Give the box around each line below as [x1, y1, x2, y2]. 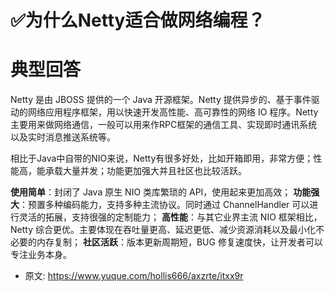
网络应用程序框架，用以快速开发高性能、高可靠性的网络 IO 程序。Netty [27, 106, 319, 118]
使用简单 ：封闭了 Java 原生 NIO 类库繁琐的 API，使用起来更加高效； [10, 186, 292, 198]
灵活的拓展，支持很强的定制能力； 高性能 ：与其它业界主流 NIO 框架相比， [18, 211, 323, 223]
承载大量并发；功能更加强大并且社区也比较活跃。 [44, 165, 247, 177]
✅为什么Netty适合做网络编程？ [10, 9, 266, 32]
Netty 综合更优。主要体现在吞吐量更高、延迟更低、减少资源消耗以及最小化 [10, 224, 316, 236]
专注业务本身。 [10, 249, 72, 261]
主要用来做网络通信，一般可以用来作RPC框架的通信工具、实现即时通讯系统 [10, 119, 318, 131]
